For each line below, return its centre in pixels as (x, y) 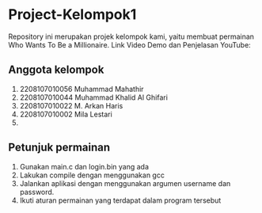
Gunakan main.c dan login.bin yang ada (84, 166)
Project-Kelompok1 (72, 15)
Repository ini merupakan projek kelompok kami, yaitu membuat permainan (131, 36)
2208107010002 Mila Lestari (66, 114)
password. (37, 192)
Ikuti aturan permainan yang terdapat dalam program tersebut (120, 200)
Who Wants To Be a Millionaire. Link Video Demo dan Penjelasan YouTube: (129, 44)
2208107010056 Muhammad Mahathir (82, 89)
